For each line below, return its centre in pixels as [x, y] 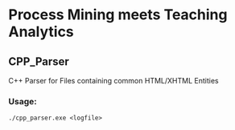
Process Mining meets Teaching [118, 15]
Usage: [23, 101]
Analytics [41, 32]
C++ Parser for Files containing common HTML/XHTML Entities [113, 81]
